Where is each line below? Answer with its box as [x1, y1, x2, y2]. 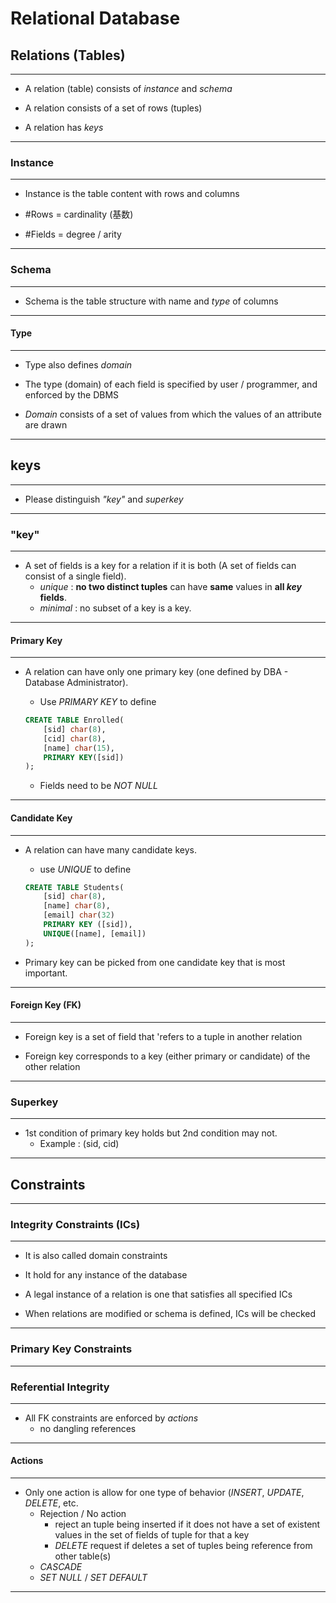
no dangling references [39, 1422, 137, 1434]
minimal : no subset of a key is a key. [39, 602, 192, 614]
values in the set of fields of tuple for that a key [54, 1529, 250, 1541]
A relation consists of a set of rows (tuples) [24, 102, 203, 114]
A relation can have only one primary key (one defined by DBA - [24, 666, 289, 678]
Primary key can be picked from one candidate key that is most [24, 956, 286, 968]
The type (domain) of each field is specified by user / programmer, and [24, 378, 318, 390]
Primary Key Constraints [10, 1342, 133, 1356]
